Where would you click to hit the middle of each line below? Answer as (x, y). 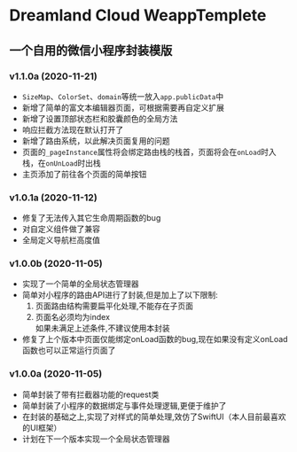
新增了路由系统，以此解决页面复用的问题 (96, 140)
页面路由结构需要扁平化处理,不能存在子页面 (114, 306)
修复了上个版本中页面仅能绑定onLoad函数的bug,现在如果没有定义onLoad (155, 339)
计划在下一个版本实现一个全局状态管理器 (96, 439)
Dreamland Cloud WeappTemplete (138, 16)
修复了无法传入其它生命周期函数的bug (91, 218)
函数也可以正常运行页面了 (69, 350)
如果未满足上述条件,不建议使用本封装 (102, 328)
